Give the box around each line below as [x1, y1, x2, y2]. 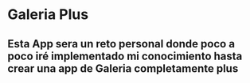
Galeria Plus [7, 6, 89, 24]
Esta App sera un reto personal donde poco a [7, 37, 236, 51]
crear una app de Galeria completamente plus [7, 62, 239, 75]
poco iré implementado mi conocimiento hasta [7, 49, 243, 62]
